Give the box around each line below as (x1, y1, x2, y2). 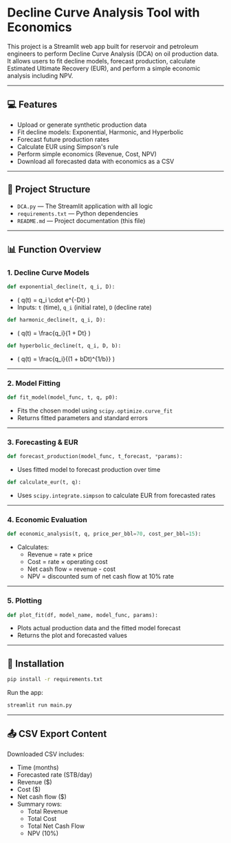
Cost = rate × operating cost (27, 558, 108, 566)
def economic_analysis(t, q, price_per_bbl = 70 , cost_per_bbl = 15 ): (7, 530, 201, 538)
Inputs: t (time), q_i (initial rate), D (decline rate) (16, 303, 153, 311)
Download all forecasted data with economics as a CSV (16, 157, 175, 165)
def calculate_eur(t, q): (7, 479, 81, 486)
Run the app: (7, 689, 43, 697)
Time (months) (16, 763, 59, 771)
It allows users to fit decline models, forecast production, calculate (7, 56, 196, 65)
